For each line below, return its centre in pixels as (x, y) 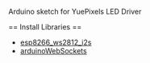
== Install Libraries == (45, 27)
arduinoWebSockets (53, 51)
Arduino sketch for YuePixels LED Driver (75, 12)
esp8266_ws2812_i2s (56, 42)
